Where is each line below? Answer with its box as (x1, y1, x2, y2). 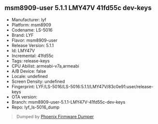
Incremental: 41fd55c (11, 53, 54, 59)
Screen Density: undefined (11, 78, 65, 84)
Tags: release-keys (11, 58, 50, 63)
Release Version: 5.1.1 (11, 42, 54, 48)
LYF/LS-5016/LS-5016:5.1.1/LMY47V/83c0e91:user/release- (36, 83, 154, 89)
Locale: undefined (11, 73, 48, 79)
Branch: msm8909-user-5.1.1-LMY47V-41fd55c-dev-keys (11, 99, 126, 105)
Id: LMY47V (11, 47, 35, 53)
